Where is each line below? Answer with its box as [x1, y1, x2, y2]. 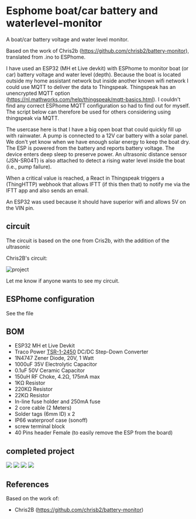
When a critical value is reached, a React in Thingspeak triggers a [6, 174, 165, 181]
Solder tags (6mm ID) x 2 [14, 411, 75, 418]
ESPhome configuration [6, 294, 95, 304]
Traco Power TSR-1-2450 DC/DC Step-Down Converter [14, 348, 149, 355]
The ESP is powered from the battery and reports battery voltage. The [6, 145, 175, 152]
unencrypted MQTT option [6, 90, 70, 97]
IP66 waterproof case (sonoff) [14, 417, 88, 424]
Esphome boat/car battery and [6, 4, 158, 18]
